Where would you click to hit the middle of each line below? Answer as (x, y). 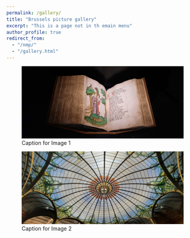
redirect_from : (26, 39)
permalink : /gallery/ (34, 13)
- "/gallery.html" (35, 52)
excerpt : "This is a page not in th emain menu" (69, 26)
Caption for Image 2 (47, 228)
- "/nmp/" (24, 45)
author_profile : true (34, 32)
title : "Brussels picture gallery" (52, 19)
